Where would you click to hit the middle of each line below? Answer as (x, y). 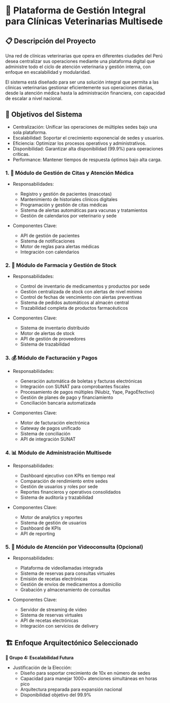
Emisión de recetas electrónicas (54, 579)
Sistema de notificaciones (47, 241)
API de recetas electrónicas (49, 620)
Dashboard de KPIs (41, 528)
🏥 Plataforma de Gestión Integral (76, 11)
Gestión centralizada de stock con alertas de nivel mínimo (81, 292)
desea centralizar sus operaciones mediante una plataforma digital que (80, 61)
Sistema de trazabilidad (45, 344)
